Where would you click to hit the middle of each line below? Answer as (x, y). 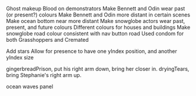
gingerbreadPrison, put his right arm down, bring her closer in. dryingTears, (98, 69)
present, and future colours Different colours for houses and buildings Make (98, 27)
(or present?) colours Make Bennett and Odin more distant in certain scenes (98, 15)
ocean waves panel (30, 87)
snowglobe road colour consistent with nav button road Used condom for (95, 34)
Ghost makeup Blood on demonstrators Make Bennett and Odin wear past (96, 9)
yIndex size (20, 57)
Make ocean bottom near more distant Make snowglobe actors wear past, (96, 21)
